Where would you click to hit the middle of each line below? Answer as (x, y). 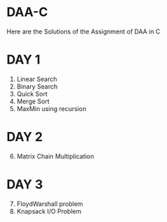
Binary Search (37, 86)
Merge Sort (33, 101)
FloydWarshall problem (50, 204)
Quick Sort (32, 94)
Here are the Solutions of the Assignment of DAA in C (83, 31)
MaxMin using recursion (51, 108)
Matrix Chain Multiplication (55, 156)
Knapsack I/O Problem (49, 211)
